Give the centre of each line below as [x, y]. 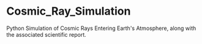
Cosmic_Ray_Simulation [69, 11]
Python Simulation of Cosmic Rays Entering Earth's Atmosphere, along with [101, 28]
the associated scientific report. [47, 34]
